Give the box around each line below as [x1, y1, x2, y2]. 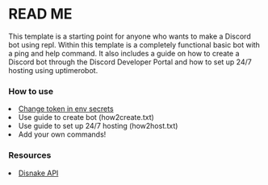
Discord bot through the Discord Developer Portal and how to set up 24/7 [8, 57, 252, 67]
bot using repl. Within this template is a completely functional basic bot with [8, 39, 261, 49]
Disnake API [19, 168, 59, 178]
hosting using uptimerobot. [8, 65, 98, 75]
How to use [8, 85, 54, 97]
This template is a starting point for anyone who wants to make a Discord [8, 31, 252, 41]
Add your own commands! [19, 129, 107, 139]
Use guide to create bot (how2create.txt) [19, 113, 155, 122]
